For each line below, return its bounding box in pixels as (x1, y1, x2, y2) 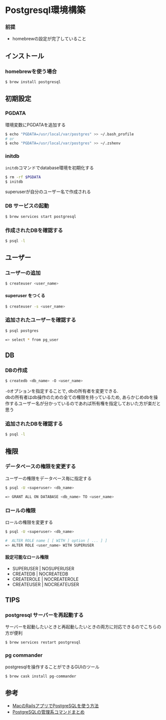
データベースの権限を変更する (5, 463, 76, 470)
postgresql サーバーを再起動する (5, 612, 84, 618)
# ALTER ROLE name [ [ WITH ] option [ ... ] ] (5, 538, 108, 543)
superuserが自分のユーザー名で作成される (5, 189, 91, 195)
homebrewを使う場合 (5, 68, 57, 75)
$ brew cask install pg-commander (5, 674, 77, 679)
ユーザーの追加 (5, 270, 41, 277)
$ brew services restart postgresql (5, 640, 81, 645)
